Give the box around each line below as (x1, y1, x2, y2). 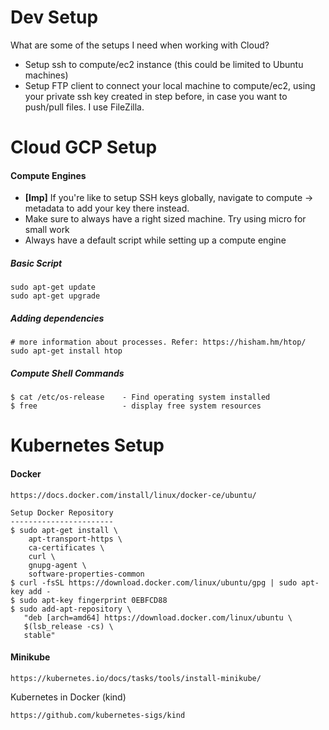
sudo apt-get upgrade (10, 291, 101, 301)
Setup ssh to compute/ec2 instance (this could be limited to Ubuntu (24, 58, 304, 70)
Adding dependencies (10, 312, 105, 324)
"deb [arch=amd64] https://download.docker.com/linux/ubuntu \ (23, 612, 293, 623)
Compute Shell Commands (10, 367, 125, 379)
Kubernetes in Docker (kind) (10, 691, 127, 703)
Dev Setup (10, 6, 99, 29)
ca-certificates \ (28, 542, 105, 553)
